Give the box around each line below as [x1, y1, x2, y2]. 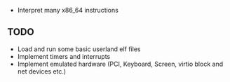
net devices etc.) [17, 67, 67, 76]
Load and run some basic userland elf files [17, 45, 141, 53]
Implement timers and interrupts [17, 52, 111, 60]
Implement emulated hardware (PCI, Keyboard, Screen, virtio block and [17, 60, 223, 68]
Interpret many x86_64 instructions [17, 6, 119, 14]
